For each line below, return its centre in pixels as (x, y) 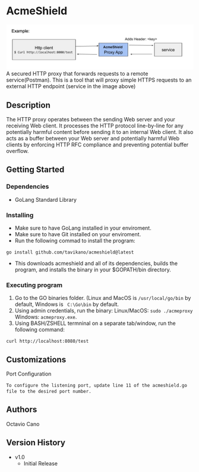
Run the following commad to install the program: (75, 240)
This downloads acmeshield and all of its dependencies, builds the (96, 263)
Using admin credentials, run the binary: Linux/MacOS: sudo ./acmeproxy (104, 311)
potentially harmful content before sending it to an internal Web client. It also (100, 132)
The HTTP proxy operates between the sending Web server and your (91, 119)
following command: (40, 330)
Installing (20, 215)
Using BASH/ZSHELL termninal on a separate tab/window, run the (95, 323)
